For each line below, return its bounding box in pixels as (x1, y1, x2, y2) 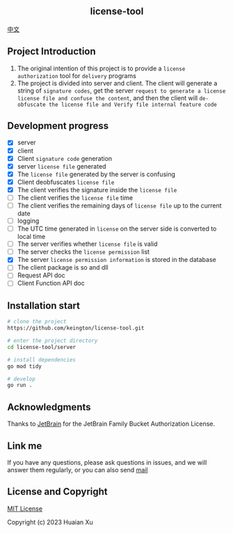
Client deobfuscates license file (17, 178, 115, 186)
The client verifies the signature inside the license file (17, 185, 177, 194)
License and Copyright (7, 486, 108, 497)
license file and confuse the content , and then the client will (17, 93, 198, 102)
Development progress (7, 120, 109, 132)
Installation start (7, 300, 80, 311)
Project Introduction (7, 45, 96, 58)
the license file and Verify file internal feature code (48, 101, 217, 108)
